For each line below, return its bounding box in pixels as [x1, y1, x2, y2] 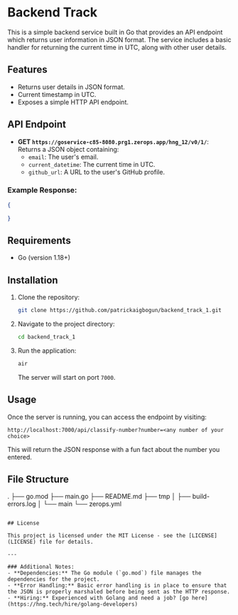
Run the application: [17, 346, 77, 355]
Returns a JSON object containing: [17, 145, 119, 153]
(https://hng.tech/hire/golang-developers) [7, 601, 139, 608]
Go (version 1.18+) [17, 254, 71, 262]
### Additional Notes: [7, 564, 75, 571]
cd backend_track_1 [17, 333, 76, 341]
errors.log [7, 500, 37, 508]
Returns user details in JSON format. [17, 83, 126, 91]
